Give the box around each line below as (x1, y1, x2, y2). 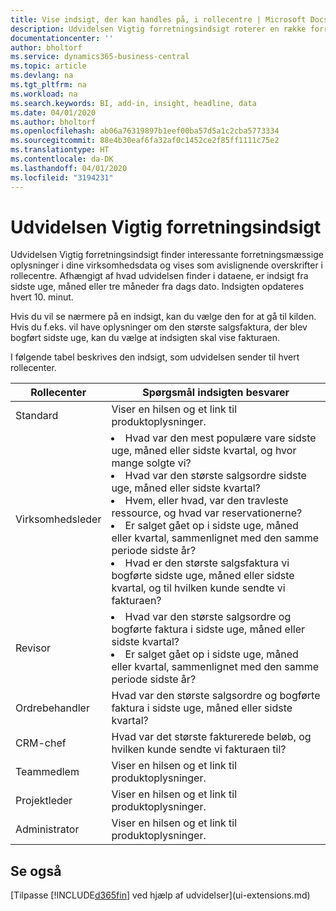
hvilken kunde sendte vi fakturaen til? (111, 742, 287, 756)
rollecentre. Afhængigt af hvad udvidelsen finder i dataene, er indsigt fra (10, 270, 309, 282)
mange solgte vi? (111, 456, 192, 470)
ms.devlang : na (10, 71, 74, 81)
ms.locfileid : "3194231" (10, 172, 114, 183)
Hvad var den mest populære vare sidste (124, 431, 317, 445)
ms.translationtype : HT (10, 145, 110, 155)
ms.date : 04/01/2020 (10, 107, 97, 118)
